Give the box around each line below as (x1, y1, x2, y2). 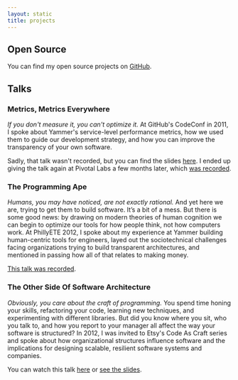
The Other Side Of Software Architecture (7, 282, 151, 292)
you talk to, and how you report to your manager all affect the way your (7, 321, 215, 330)
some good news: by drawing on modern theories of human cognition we (7, 213, 222, 222)
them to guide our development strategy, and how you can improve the (7, 136, 215, 143)
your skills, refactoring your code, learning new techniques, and (7, 306, 194, 315)
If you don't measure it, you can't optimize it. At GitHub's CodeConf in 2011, (7, 120, 229, 129)
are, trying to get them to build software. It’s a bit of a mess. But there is (7, 205, 217, 214)
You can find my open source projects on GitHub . (7, 62, 152, 71)
